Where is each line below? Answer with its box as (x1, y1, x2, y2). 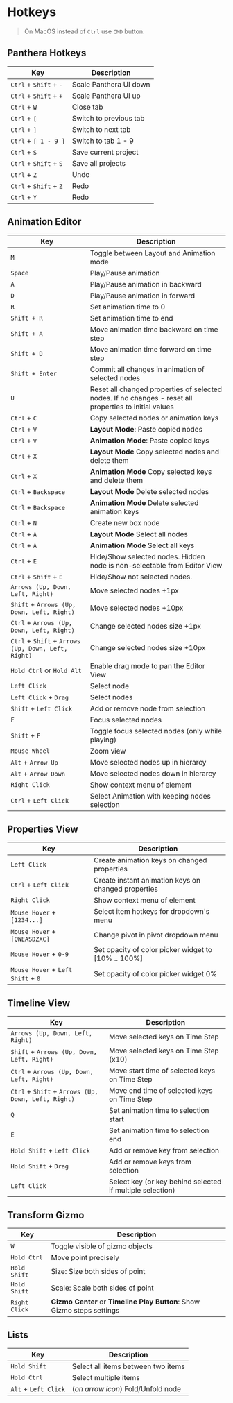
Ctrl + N (10, 518, 37, 527)
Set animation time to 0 (89, 302, 166, 312)
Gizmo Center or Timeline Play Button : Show (51, 1297, 200, 1307)
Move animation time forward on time (89, 344, 212, 354)
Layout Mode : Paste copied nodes (89, 424, 203, 434)
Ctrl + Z (10, 169, 37, 179)
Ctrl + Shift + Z (10, 181, 63, 191)
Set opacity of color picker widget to (93, 945, 213, 955)
